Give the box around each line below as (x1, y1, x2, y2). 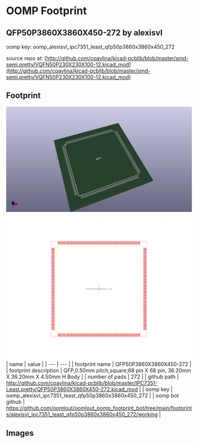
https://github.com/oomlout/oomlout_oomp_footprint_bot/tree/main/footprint (6, 404, 192, 412)
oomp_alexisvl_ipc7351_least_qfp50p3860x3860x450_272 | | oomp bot (6, 392, 179, 399)
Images (6, 428, 34, 438)
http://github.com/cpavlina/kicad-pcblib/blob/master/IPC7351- (6, 380, 158, 387)
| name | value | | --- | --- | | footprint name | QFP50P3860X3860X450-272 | (6, 361, 192, 368)
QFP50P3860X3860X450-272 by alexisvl (6, 28, 163, 38)
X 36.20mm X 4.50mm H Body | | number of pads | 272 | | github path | (6, 373, 179, 380)
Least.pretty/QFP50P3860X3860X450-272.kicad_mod (6, 386, 138, 393)
